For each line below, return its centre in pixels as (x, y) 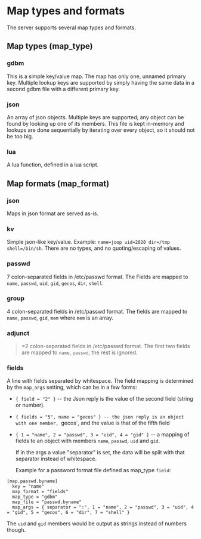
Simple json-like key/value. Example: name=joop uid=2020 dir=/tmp (89, 242)
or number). (30, 405)
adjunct (18, 333)
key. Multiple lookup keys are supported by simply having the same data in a (101, 82)
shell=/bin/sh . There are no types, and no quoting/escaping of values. (94, 248)
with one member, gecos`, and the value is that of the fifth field (92, 423)
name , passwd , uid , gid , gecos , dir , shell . (55, 283)
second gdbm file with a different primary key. (64, 89)
